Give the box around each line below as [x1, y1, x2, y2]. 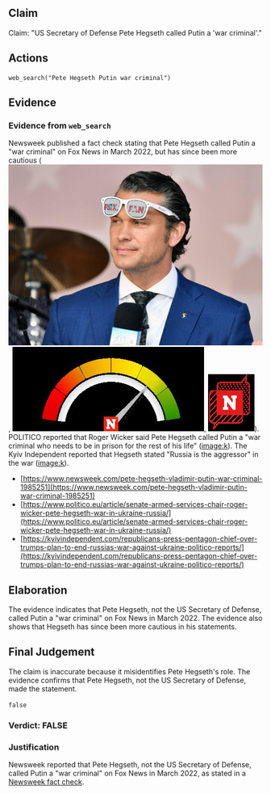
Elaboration [8, 583, 68, 597]
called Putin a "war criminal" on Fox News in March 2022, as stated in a [8, 768, 246, 778]
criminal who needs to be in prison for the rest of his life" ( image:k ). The [8, 441, 248, 451]
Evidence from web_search [8, 120, 111, 131]
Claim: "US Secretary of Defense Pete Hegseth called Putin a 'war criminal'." [8, 27, 262, 37]
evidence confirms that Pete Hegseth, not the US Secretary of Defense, [8, 675, 247, 685]
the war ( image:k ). [8, 458, 69, 468]
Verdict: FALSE [8, 720, 69, 731]
